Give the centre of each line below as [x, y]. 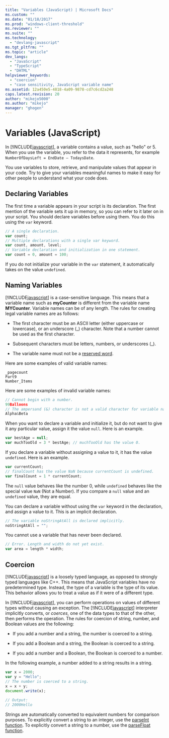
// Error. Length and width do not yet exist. [55, 544]
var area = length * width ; [35, 549]
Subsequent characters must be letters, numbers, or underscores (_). [84, 344]
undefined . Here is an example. [37, 458]
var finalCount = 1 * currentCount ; [44, 476]
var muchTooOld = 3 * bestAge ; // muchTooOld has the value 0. [73, 443]
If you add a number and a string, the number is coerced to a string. [83, 634]
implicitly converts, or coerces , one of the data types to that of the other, [80, 613]
